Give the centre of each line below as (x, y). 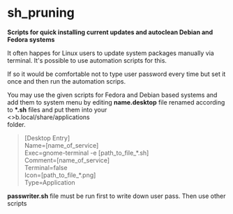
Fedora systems (31, 39)
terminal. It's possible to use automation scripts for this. (87, 60)
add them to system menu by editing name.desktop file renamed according (116, 102)
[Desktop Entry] (47, 138)
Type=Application (50, 182)
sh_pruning (41, 13)
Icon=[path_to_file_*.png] (60, 175)
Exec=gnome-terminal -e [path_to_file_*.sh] (87, 153)
